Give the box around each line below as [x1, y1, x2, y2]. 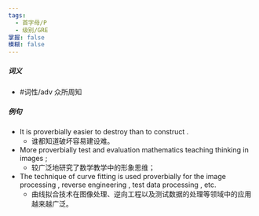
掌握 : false [8, 33, 45, 42]
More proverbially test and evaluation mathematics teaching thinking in [19, 145, 249, 155]
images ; [19, 154, 48, 163]
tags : [8, 11, 26, 20]
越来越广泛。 [31, 200, 73, 209]
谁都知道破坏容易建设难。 [31, 137, 115, 146]
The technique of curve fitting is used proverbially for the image [19, 172, 226, 181]
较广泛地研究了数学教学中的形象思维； [31, 163, 155, 173]
